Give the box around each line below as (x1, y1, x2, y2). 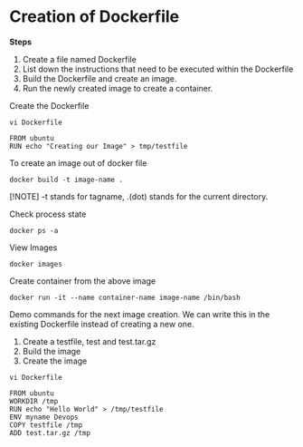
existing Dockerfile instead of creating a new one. (9, 318, 194, 329)
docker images (9, 259, 63, 268)
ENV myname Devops (9, 413, 79, 422)
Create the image (22, 355, 88, 366)
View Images (9, 242, 58, 253)
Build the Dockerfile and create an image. (22, 73, 177, 83)
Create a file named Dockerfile (22, 53, 137, 64)
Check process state (9, 209, 87, 219)
